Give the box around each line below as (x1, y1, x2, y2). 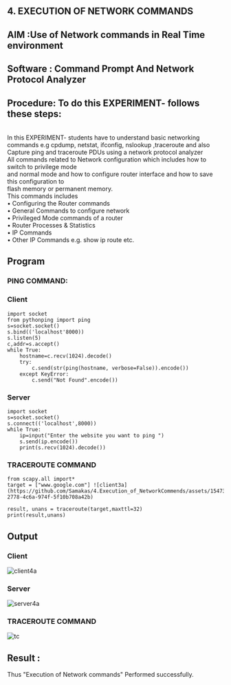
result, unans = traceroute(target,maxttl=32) (7, 505, 143, 513)
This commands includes (7, 192, 78, 200)
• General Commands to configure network (7, 206, 130, 215)
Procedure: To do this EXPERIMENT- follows (7, 97, 200, 109)
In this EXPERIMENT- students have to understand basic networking (7, 133, 200, 142)
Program (7, 256, 45, 268)
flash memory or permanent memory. (7, 184, 113, 193)
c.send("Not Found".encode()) (32, 376, 118, 384)
